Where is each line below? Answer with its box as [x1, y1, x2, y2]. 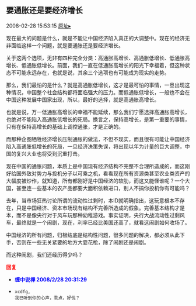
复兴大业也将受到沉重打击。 [16, 150, 83, 157]
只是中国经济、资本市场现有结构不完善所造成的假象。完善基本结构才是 [16, 204, 185, 211]
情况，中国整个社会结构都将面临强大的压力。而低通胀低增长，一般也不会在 [10, 88, 190, 95]
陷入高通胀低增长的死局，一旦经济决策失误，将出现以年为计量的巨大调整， [6, 143, 185, 150]
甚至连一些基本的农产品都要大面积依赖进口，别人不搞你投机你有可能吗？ [16, 184, 190, 191]
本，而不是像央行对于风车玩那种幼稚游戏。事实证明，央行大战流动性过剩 [6, 211, 180, 218]
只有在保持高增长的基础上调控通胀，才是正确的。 [6, 123, 124, 130]
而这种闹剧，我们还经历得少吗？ [6, 251, 83, 258]
